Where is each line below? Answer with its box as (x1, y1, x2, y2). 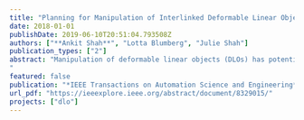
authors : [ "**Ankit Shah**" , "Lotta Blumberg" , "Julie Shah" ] (9, 38, 249, 48)
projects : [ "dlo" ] (9, 97, 79, 106)
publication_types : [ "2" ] (9, 47, 107, 56)
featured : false (9, 72, 71, 81)
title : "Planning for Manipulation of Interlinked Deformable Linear (9, 13, 278, 23)
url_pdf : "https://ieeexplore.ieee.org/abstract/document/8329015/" (9, 88, 273, 97)
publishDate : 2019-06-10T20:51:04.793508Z (9, 30, 172, 39)
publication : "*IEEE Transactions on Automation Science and (9, 80, 245, 89)
